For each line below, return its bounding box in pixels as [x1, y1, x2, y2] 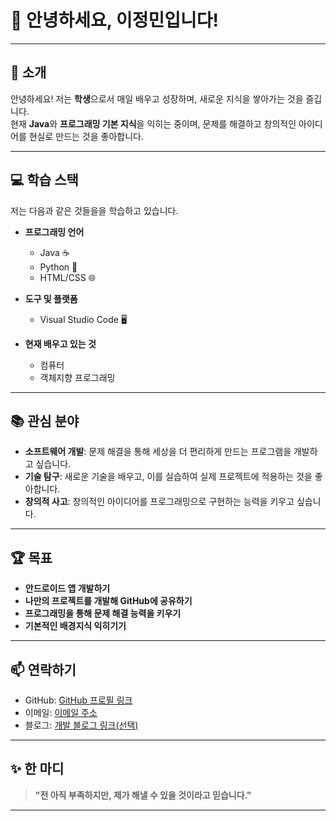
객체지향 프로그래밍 [39, 371, 116, 383]
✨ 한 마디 [10, 761, 65, 778]
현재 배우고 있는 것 [24, 337, 97, 350]
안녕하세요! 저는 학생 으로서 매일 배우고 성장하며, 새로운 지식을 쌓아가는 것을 [10, 92, 304, 105]
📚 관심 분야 [10, 412, 80, 430]
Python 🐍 [39, 261, 78, 273]
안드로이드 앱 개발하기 [24, 582, 111, 595]
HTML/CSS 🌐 [39, 271, 96, 283]
